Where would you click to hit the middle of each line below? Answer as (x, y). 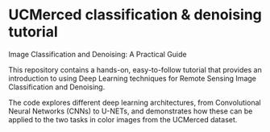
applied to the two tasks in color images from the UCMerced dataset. (123, 119)
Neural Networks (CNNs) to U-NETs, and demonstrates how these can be (131, 111)
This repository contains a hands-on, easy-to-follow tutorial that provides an (135, 69)
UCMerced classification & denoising (135, 15)
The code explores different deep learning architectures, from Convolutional (135, 102)
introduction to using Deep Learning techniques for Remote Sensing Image (132, 78)
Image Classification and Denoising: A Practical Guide (98, 54)
